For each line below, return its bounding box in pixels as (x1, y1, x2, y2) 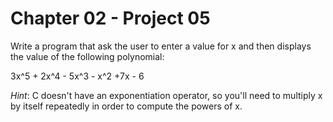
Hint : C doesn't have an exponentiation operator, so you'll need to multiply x (10, 89, 323, 101)
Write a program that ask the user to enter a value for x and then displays (10, 40, 312, 52)
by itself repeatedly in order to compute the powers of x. (10, 100, 243, 112)
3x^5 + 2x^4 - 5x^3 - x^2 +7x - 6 (10, 70, 145, 82)
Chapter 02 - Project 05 (10, 7, 211, 30)
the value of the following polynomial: (10, 50, 165, 62)
